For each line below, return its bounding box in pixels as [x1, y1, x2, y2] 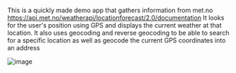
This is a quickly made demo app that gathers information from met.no [7, 6, 213, 14]
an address [7, 44, 40, 52]
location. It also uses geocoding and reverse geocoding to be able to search [7, 28, 230, 37]
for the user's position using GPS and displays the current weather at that [7, 21, 222, 29]
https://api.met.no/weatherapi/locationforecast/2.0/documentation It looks [7, 13, 225, 22]
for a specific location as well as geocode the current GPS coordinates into [7, 36, 226, 45]
